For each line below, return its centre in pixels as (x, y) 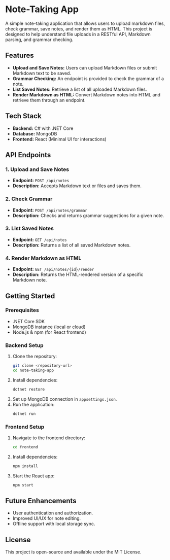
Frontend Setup (25, 427)
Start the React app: (33, 476)
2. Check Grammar (29, 199)
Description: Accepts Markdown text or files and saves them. (77, 186)
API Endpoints (28, 155)
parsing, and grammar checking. (39, 40)
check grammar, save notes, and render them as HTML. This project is (79, 28)
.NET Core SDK (29, 321)
